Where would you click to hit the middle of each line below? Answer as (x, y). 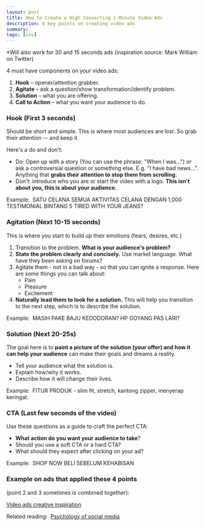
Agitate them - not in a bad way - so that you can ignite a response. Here (107, 267)
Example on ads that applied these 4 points (72, 479)
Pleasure (35, 287)
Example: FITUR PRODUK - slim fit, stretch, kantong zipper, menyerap (95, 391)
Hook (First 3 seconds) (41, 118)
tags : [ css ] (21, 35)
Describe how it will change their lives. (64, 379)
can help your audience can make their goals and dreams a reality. (91, 354)
